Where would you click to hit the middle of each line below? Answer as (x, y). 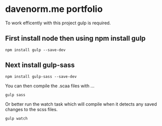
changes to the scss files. (31, 109)
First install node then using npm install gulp (76, 38)
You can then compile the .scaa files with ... (50, 86)
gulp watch (16, 118)
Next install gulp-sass (40, 65)
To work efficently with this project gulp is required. (58, 23)
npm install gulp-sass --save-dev (41, 76)
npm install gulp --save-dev (35, 50)
